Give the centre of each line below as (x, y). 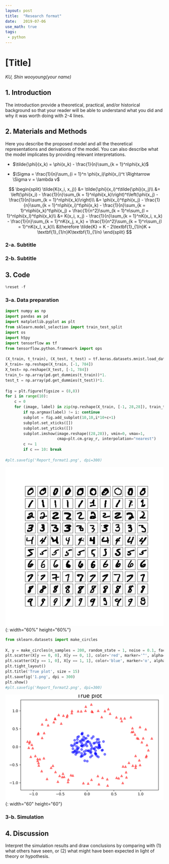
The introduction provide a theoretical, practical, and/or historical (73, 105)
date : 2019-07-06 (26, 21)
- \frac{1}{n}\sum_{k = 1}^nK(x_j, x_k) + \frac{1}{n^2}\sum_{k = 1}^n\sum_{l (84, 221)
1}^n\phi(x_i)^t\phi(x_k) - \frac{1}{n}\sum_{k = (99, 205)
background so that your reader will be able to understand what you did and (84, 110)
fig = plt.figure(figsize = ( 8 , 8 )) (43, 391)
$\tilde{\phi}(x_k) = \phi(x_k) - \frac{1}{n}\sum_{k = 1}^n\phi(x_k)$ (81, 164)
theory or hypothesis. (27, 856)
